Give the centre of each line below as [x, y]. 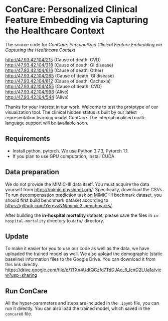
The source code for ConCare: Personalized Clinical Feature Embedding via [84, 44]
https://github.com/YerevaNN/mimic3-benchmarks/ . [59, 205]
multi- [140, 117]
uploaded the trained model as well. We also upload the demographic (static [84, 254]
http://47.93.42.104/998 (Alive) [37, 92]
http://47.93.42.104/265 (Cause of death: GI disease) [60, 75]
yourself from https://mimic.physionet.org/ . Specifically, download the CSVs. [84, 189]
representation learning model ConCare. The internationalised [69, 117]
